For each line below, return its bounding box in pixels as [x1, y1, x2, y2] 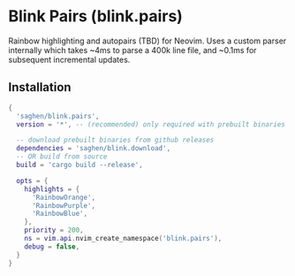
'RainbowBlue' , [31, 210, 88, 218]
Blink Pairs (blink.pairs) [8, 6, 183, 27]
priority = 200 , [24, 226, 85, 235]
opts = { [16, 176, 49, 185]
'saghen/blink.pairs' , [16, 111, 100, 120]
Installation [8, 80, 72, 95]
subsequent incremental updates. [8, 54, 131, 65]
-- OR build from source [16, 152, 108, 161]
